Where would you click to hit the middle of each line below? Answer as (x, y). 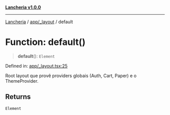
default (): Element (36, 56)
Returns (18, 97)
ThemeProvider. (22, 81)
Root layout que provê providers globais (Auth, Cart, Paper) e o (71, 76)
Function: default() (46, 42)
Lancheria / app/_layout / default (39, 22)
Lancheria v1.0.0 (23, 7)
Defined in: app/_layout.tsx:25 (36, 66)
